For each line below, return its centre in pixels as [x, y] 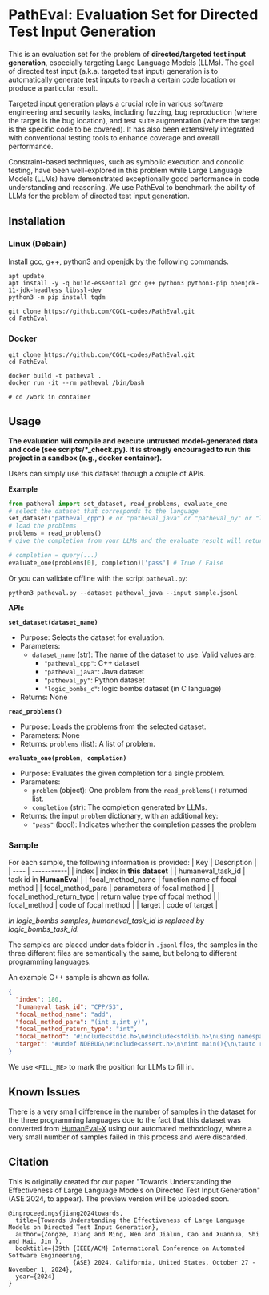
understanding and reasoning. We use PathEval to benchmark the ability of [132, 187]
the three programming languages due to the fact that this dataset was [125, 1119]
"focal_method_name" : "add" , [64, 1014]
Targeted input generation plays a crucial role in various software [116, 103]
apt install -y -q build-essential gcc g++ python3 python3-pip [118, 283]
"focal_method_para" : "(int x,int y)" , [82, 1022]
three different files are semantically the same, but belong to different [123, 953]
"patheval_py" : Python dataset [94, 680]
